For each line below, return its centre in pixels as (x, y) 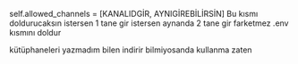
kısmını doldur (35, 32)
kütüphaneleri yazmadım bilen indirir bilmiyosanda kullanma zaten (131, 50)
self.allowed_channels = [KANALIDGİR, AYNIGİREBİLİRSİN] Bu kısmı (134, 14)
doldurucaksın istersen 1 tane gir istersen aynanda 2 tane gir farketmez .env (149, 23)
